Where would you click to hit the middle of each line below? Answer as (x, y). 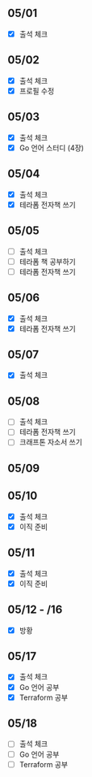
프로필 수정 (37, 91)
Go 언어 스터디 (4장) (51, 148)
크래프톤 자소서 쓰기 (50, 442)
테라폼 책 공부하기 (47, 261)
